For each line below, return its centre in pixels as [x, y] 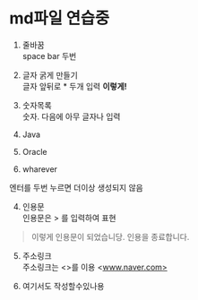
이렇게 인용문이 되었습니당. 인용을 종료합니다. [110, 236]
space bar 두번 [49, 56]
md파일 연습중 [60, 18]
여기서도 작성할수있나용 [63, 286]
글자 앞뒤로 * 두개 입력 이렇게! [74, 86]
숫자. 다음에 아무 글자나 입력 [71, 116]
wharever [40, 169]
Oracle [34, 151]
